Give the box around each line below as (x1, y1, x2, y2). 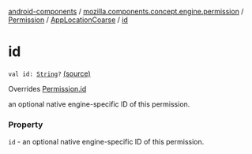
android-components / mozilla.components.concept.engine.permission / (8, 7, 244, 16)
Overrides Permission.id (8, 84, 87, 93)
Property (8, 118, 43, 130)
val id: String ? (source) (8, 69, 91, 78)
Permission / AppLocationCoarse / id (8, 15, 129, 24)
